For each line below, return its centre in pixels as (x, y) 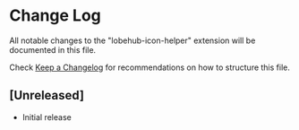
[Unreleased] (47, 95)
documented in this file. (53, 49)
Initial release (47, 117)
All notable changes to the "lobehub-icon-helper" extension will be (132, 40)
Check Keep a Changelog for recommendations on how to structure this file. (150, 67)
